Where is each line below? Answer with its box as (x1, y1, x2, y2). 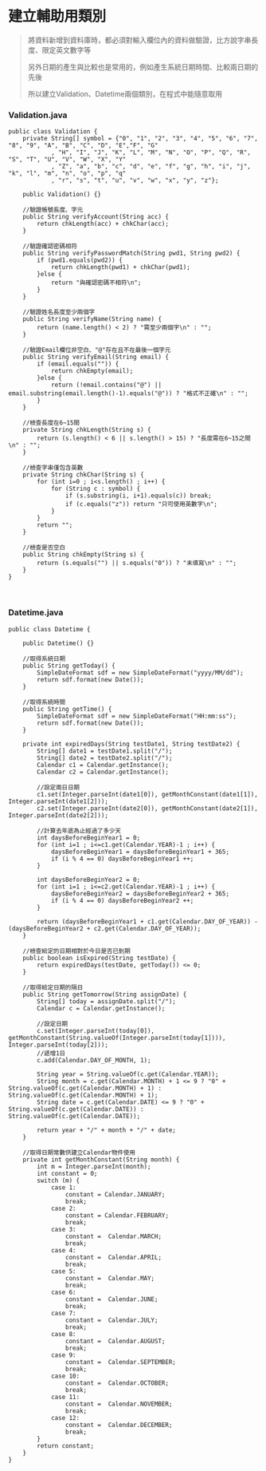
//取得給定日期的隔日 (22, 983, 84, 991)
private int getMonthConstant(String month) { (22, 1155, 180, 1164)
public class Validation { (8, 128, 98, 136)
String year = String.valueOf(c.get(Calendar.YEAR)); (37, 1070, 219, 1078)
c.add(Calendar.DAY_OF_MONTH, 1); (37, 1056, 151, 1064)
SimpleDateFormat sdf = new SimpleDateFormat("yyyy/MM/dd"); (37, 668, 244, 677)
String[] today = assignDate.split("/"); (37, 997, 177, 1006)
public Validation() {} (22, 191, 102, 199)
